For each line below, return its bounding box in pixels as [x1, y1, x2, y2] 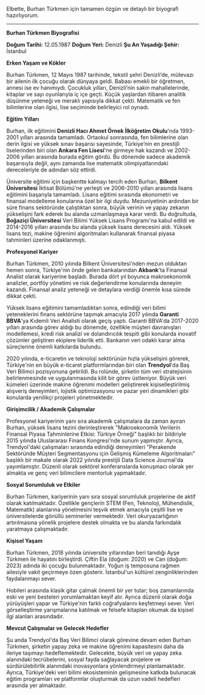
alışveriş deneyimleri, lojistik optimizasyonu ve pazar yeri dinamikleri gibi [6, 387, 189, 394]
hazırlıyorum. [6, 12, 40, 19]
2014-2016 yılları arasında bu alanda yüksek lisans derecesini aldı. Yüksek [6, 223, 192, 231]
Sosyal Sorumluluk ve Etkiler [6, 481, 81, 488]
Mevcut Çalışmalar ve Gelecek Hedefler [6, 625, 109, 632]
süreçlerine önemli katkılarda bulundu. [6, 343, 103, 350]
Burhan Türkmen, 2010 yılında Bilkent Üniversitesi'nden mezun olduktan [6, 260, 187, 267]
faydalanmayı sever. [6, 575, 57, 582]
